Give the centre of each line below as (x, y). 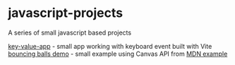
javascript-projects (65, 13)
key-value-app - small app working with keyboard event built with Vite (110, 46)
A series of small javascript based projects (70, 32)
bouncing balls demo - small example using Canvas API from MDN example (118, 54)
